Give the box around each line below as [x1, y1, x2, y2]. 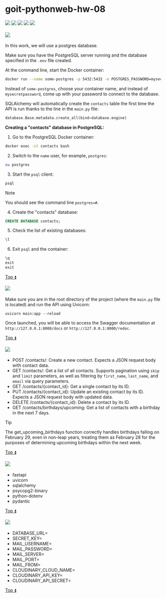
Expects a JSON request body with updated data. [12, 394, 113, 400]
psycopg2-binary [12, 487, 48, 493]
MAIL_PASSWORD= [12, 546, 53, 552]
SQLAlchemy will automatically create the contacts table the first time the [5, 101, 155, 107]
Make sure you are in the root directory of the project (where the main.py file [5, 296, 161, 302]
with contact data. [12, 362, 49, 368]
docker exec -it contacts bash [5, 143, 70, 148]
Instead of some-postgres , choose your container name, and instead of [5, 86, 148, 92]
